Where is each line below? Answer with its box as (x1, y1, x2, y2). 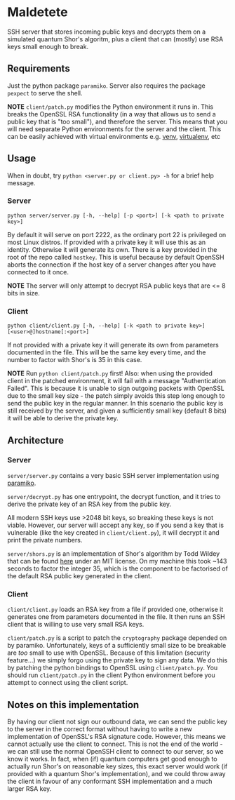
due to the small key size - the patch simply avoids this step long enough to (7, 392, 226, 400)
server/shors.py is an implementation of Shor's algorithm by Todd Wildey (7, 549, 220, 558)
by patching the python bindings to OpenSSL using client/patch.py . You (7, 664, 218, 672)
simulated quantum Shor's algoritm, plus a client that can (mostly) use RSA (7, 34, 224, 43)
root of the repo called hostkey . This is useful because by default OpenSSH (7, 253, 224, 261)
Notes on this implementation (7, 699, 140, 711)
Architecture (7, 434, 65, 446)
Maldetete (7, 4, 68, 20)
